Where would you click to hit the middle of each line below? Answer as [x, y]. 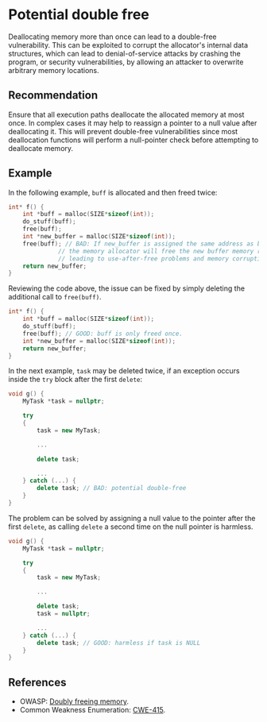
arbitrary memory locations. [54, 70]
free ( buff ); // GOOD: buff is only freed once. [103, 334]
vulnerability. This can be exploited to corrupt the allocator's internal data [128, 44]
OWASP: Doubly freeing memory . [74, 701]
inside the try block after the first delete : [75, 380]
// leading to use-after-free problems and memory [143, 259]
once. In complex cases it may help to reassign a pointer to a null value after [133, 123]
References [37, 682]
